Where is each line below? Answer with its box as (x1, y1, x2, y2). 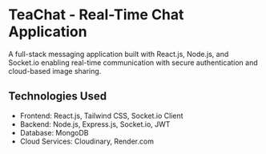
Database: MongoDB (19, 128, 89, 137)
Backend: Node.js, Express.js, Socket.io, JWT (19, 119, 171, 129)
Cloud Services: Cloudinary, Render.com (19, 136, 155, 146)
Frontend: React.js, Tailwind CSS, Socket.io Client (19, 111, 183, 120)
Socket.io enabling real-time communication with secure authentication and (8, 58, 258, 67)
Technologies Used (8, 90, 107, 103)
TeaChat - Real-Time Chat (8, 6, 184, 24)
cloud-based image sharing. (8, 66, 102, 75)
